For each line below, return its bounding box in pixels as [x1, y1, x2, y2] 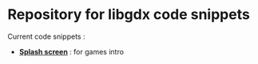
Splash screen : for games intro [18, 47, 125, 56]
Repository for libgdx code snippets [7, 6, 251, 24]
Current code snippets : [7, 32, 85, 41]
